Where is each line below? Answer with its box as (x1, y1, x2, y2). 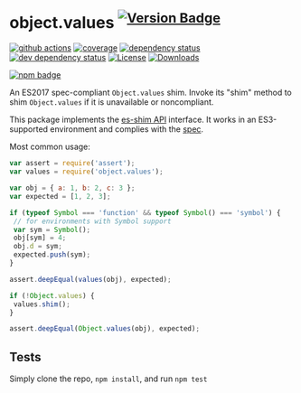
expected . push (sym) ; (13, 250, 91, 259)
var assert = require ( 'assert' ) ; (9, 159, 136, 168)
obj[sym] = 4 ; (13, 233, 67, 243)
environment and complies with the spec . (49, 124, 204, 135)
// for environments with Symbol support (13, 217, 172, 226)
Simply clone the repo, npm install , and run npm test (9, 373, 208, 384)
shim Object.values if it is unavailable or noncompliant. (9, 97, 214, 108)
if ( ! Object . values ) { (9, 291, 95, 300)
